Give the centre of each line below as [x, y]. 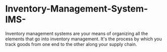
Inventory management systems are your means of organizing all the [77, 33]
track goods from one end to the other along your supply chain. [71, 44]
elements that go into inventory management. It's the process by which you [84, 39]
